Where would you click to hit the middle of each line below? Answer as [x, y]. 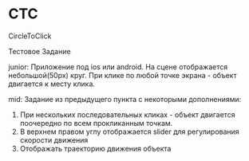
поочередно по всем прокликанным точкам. [96, 123]
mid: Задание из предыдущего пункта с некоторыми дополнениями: [125, 99]
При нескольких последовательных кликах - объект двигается [127, 114]
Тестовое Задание [40, 51]
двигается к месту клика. [52, 84]
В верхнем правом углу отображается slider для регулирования [129, 132]
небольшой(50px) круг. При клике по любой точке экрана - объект [123, 75]
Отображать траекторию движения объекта [95, 148]
